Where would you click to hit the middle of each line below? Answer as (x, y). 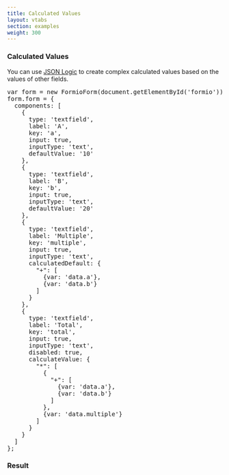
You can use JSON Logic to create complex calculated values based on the (113, 71)
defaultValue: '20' (61, 208)
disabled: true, (56, 352)
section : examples (33, 26)
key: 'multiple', (57, 243)
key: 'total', (52, 332)
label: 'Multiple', (61, 236)
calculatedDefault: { (65, 263)
